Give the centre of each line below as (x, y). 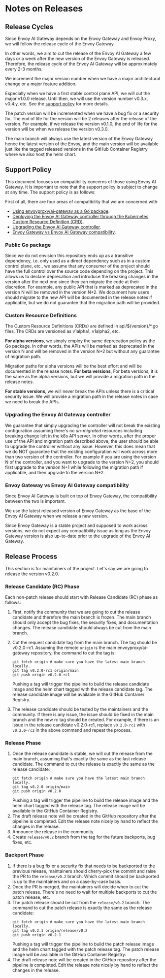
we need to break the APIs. (33, 402)
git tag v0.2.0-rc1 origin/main (45, 671)
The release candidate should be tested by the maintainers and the (80, 709)
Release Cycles (29, 27)
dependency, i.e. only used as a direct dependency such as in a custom (78, 261)
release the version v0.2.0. (32, 574)
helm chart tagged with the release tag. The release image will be (79, 806)
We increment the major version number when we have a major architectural (83, 79)
